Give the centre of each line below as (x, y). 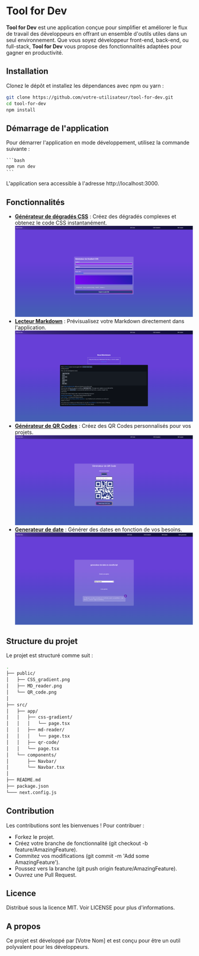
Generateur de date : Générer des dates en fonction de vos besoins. (98, 529)
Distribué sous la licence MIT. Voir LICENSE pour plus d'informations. (91, 908)
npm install (21, 110)
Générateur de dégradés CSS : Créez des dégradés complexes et (95, 216)
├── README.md (24, 780)
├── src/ (17, 705)
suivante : (18, 149)
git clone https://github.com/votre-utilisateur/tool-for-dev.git (90, 97)
